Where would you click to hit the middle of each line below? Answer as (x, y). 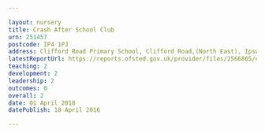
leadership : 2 (32, 81)
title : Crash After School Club (61, 30)
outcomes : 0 (28, 88)
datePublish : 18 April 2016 (54, 110)
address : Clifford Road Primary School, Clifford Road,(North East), (125, 52)
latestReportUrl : (37, 59)
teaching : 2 (28, 66)
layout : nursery (35, 22)
